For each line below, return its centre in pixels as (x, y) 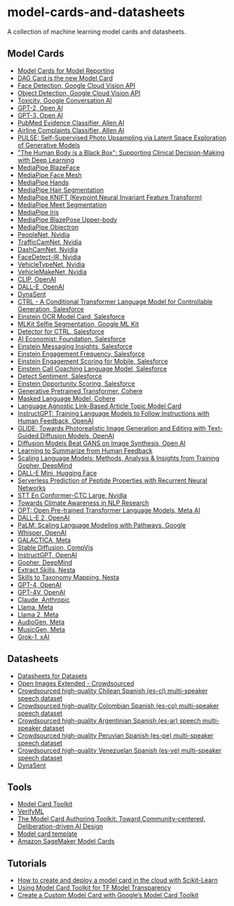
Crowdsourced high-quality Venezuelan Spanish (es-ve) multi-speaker (119, 750)
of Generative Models (49, 145)
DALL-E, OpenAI (41, 286)
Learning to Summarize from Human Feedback (85, 450)
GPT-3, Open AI (40, 115)
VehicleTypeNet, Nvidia (51, 264)
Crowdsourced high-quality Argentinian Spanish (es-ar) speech (109, 720)
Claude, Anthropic (43, 600)
